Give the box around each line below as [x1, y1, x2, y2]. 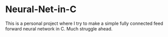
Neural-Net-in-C [5, 4, 77, 15]
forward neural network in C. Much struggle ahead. [5, 25, 113, 31]
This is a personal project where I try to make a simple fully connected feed [5, 20, 163, 26]
